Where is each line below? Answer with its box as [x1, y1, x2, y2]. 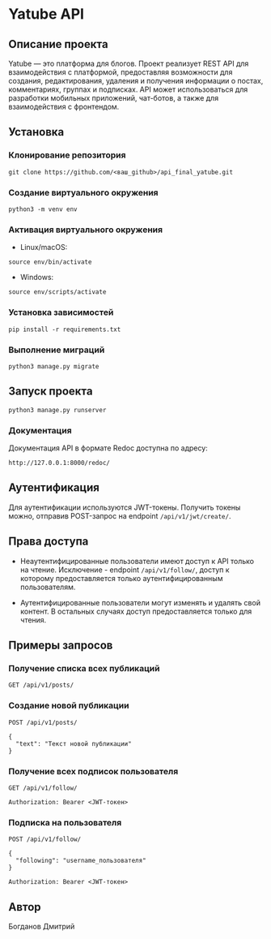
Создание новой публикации [8, 700, 129, 711]
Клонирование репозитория [8, 149, 126, 161]
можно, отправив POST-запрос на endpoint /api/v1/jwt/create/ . [8, 510, 231, 520]
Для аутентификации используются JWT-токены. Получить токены [8, 502, 241, 512]
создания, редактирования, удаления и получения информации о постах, [8, 76, 264, 85]
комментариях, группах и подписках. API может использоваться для [8, 84, 248, 94]
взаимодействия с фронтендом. [8, 102, 120, 111]
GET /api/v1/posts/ [8, 681, 74, 690]
